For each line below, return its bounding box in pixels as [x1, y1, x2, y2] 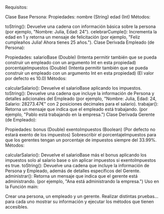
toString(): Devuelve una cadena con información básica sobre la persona [5, 23, 156, 29]
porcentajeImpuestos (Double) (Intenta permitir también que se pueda [5, 65, 148, 71]
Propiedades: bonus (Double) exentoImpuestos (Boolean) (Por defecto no [5, 126, 156, 132]
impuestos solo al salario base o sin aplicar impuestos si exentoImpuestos [5, 157, 156, 163]
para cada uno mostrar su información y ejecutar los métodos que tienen [5, 199, 154, 205]
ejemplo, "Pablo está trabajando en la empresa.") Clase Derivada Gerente [5, 111, 155, 117]
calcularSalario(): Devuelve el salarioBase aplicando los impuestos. [5, 85, 142, 91]
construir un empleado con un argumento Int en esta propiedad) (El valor [5, 70, 154, 76]
